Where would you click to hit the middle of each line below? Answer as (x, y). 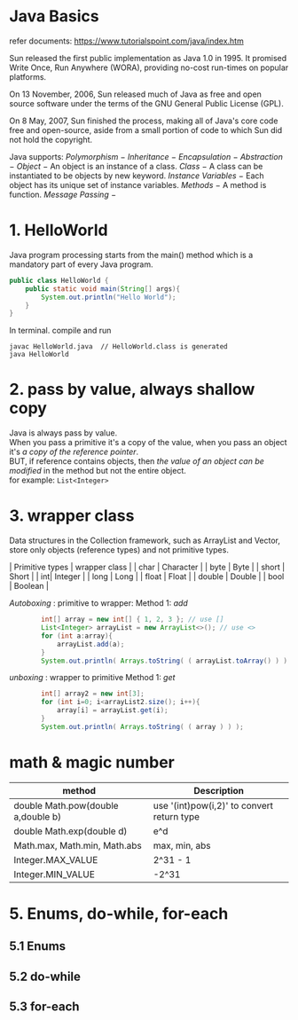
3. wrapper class (72, 516)
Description (219, 790)
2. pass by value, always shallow (132, 390)
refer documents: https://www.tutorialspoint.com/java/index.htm (126, 41)
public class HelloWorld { (59, 280)
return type (176, 816)
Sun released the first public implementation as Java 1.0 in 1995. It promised (148, 58)
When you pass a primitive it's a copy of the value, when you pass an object (148, 443)
